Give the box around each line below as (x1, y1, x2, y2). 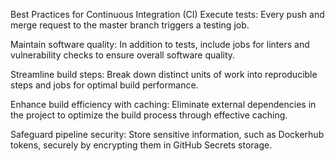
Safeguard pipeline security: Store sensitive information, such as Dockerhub (10, 129, 325, 140)
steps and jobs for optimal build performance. (10, 79, 199, 91)
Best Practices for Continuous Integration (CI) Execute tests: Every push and (10, 9, 325, 20)
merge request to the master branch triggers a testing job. (10, 19, 250, 31)
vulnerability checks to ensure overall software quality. (10, 49, 236, 61)
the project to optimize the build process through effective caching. (10, 109, 288, 121)
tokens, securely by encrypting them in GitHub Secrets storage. (10, 139, 273, 151)
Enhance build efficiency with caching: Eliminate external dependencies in (10, 99, 317, 110)
